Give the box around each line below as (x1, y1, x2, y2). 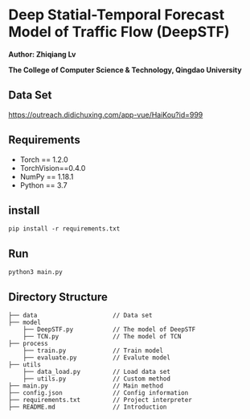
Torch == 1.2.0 (19, 155, 68, 164)
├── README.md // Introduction (8, 403, 167, 411)
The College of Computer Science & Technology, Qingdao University (8, 64, 243, 74)
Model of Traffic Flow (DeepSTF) (8, 23, 231, 41)
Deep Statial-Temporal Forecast (8, 6, 225, 24)
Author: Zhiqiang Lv (8, 49, 76, 59)
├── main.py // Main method (8, 382, 163, 390)
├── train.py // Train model (23, 346, 163, 355)
